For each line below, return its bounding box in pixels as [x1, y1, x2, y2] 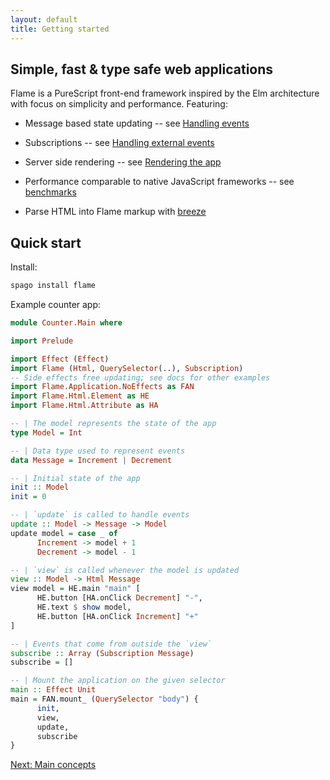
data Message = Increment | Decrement [10, 455, 172, 465]
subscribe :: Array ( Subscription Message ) [10, 648, 195, 658]
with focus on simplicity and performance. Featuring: [10, 98, 228, 110]
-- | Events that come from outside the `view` [10, 639, 213, 649]
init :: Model [10, 482, 70, 493]
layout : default [10, 14, 78, 25]
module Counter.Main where [10, 318, 123, 328]
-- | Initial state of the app [10, 473, 141, 483]
